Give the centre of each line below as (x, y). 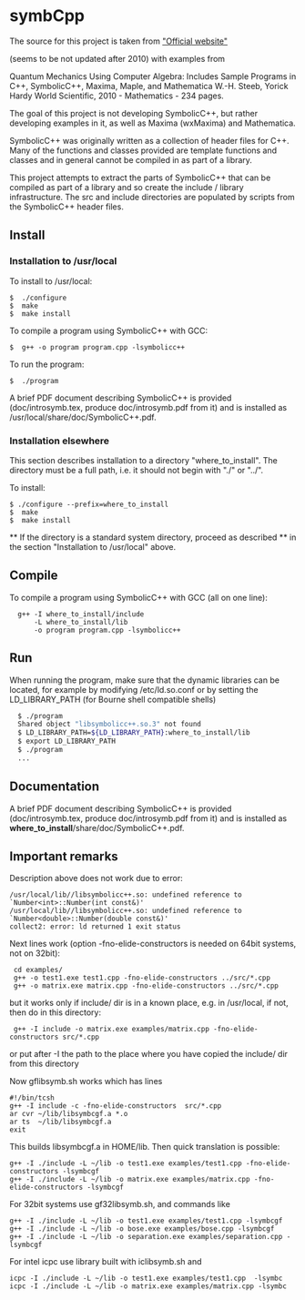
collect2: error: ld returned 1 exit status (95, 927)
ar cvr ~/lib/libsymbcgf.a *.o (69, 1114)
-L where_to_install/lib (81, 622)
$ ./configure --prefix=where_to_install (89, 504)
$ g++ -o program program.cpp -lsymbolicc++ (97, 347)
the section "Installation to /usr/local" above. (93, 546)
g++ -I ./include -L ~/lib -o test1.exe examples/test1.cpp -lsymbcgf (146, 1221)
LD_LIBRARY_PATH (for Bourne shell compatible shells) (113, 699)
